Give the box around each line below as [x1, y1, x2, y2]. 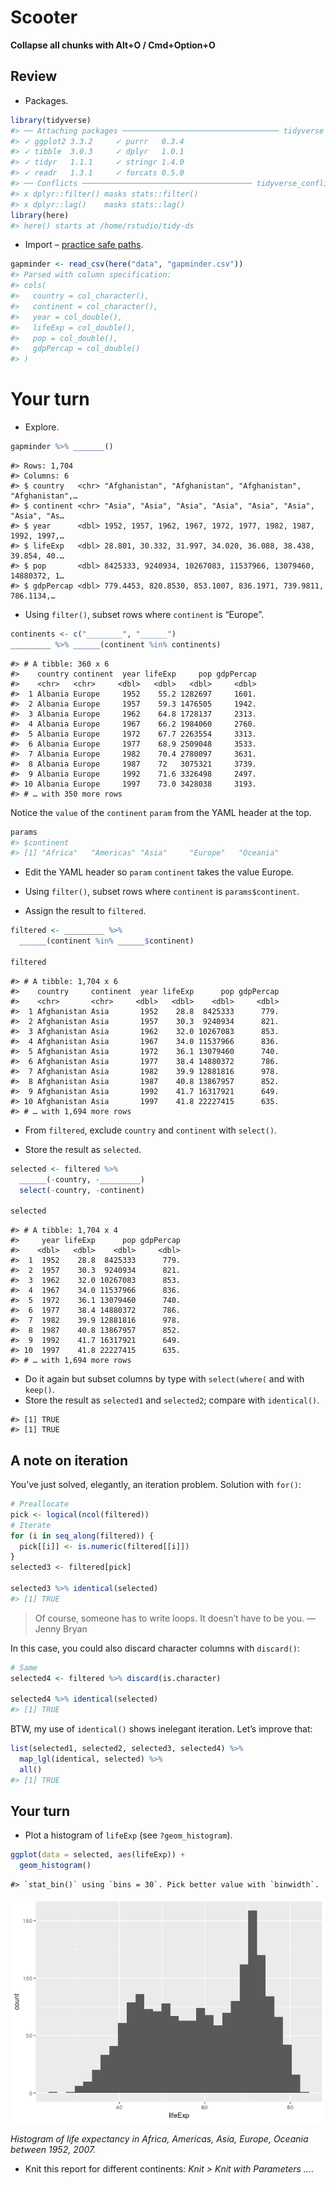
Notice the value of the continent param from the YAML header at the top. [10, 806, 312, 818]
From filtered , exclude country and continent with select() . [24, 1124, 278, 1136]
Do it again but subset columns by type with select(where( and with [24, 1373, 305, 1385]
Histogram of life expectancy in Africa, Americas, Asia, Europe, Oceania [10, 2133, 309, 2145]
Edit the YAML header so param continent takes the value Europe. [24, 866, 295, 878]
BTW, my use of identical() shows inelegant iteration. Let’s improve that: [10, 1723, 313, 1735]
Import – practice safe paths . [24, 239, 144, 251]
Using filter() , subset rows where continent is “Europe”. [24, 608, 264, 620]
